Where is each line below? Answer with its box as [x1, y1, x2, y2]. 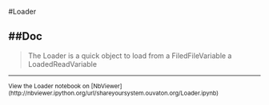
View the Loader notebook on [8, 82, 90, 90]
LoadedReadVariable [27, 59, 98, 68]
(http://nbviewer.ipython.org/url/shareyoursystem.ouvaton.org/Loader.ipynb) [8, 89, 219, 97]
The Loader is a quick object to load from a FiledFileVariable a [27, 51, 232, 60]
